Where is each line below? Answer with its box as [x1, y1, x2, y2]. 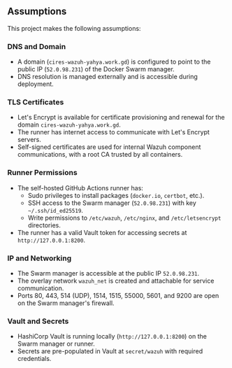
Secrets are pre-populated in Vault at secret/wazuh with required [17, 347, 203, 355]
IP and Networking [7, 253, 72, 263]
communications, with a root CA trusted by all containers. [17, 150, 183, 159]
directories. [27, 220, 61, 229]
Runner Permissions [7, 168, 78, 178]
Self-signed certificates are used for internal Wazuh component [17, 143, 201, 151]
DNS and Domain [7, 41, 66, 51]
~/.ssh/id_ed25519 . [27, 206, 84, 214]
